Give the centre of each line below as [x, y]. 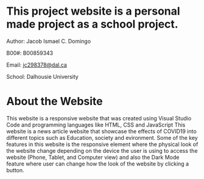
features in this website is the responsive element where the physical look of [102, 144]
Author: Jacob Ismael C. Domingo [49, 41]
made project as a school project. [92, 24]
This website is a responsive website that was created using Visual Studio [99, 118]
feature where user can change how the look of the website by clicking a [98, 164]
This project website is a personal [93, 11]
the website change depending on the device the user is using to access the [102, 150]
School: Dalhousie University [43, 76]
